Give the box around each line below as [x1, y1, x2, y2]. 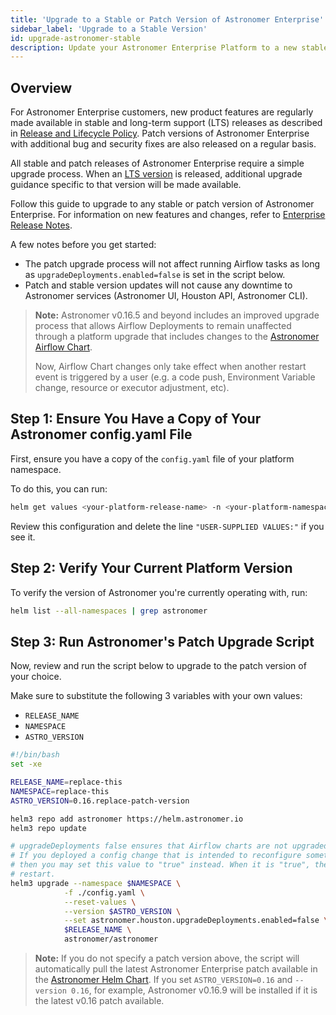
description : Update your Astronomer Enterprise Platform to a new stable [10, 42, 329, 53]
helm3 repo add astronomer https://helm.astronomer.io [10, 814, 244, 824]
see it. [10, 531, 36, 543]
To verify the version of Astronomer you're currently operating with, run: [10, 586, 308, 598]
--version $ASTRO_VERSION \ [63, 906, 182, 916]
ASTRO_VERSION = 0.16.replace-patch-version [10, 796, 190, 806]
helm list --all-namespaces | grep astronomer [10, 606, 208, 616]
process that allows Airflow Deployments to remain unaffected [34, 320, 292, 332]
